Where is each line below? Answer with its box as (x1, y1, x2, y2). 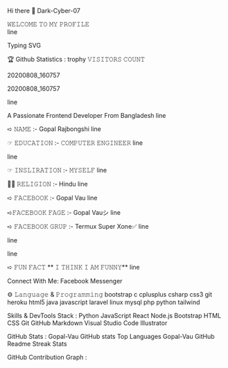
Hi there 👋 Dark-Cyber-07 (7, 7, 81, 15)
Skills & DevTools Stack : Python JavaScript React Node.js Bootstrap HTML (7, 312, 222, 319)
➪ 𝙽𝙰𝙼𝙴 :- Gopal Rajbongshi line (7, 125, 102, 133)
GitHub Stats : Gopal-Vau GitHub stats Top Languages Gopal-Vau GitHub (7, 333, 215, 340)
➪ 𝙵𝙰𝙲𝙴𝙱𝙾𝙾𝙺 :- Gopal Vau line (7, 194, 98, 202)
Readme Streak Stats (7, 340, 67, 348)
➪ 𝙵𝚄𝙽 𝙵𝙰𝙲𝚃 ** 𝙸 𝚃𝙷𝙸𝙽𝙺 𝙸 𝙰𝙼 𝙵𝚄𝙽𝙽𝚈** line (7, 263, 140, 271)
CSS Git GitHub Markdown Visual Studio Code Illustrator (7, 319, 168, 327)
